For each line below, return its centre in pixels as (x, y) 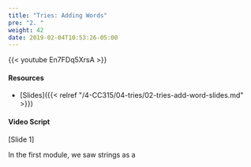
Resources (26, 78)
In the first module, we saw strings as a (72, 154)
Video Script (29, 122)
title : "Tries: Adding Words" (58, 15)
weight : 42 (26, 30)
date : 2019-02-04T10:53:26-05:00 (63, 37)
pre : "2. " (26, 23)
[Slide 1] (21, 139)
